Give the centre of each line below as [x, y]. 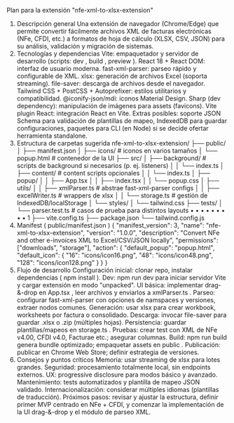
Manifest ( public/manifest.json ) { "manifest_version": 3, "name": [110, 225]
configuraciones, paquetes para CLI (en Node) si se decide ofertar [113, 128]
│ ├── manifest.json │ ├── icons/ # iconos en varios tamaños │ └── [117, 151]
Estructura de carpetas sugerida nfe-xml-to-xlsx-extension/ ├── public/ [121, 143]
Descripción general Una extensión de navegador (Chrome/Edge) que [118, 24]
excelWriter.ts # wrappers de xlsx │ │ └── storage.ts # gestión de [112, 195]
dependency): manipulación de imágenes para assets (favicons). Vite [117, 106]
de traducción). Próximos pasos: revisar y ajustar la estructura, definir [117, 397]
